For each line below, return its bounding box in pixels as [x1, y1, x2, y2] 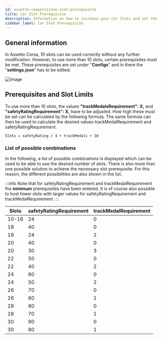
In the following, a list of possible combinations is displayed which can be [5, 156, 152, 162]
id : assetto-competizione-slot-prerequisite [5, 7, 97, 12]
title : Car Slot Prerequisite [5, 12, 66, 17]
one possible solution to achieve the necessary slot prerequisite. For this [5, 166, 150, 172]
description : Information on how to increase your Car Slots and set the [5, 16, 158, 21]
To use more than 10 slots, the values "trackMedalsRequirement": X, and [5, 103, 153, 109]
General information [5, 38, 67, 47]
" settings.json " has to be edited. [5, 67, 71, 73]
